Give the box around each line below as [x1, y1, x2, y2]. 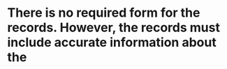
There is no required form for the [7, 5, 200, 21]
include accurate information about [7, 35, 217, 50]
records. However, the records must [7, 20, 220, 36]
